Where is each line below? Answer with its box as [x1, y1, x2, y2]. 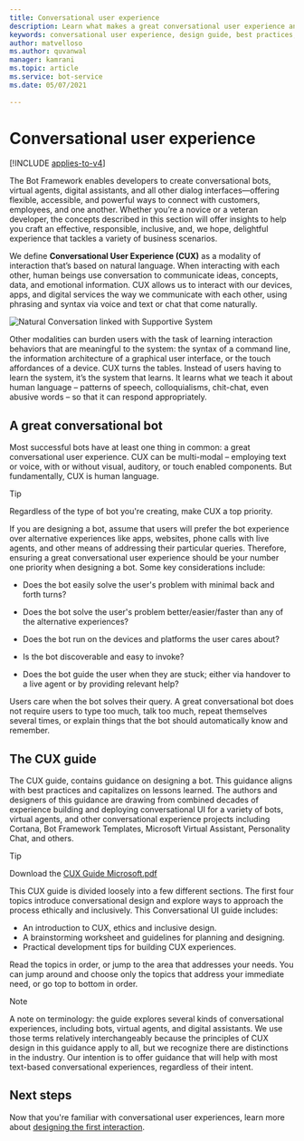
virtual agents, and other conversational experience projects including [9, 814, 271, 825]
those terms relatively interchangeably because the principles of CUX [9, 1033, 269, 1044]
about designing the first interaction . [9, 1121, 145, 1132]
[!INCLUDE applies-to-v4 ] [9, 158, 106, 168]
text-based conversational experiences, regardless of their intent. [9, 1061, 253, 1073]
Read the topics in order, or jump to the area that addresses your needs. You [9, 959, 294, 970]
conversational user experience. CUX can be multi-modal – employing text [9, 452, 287, 463]
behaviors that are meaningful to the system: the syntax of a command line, [9, 343, 291, 354]
